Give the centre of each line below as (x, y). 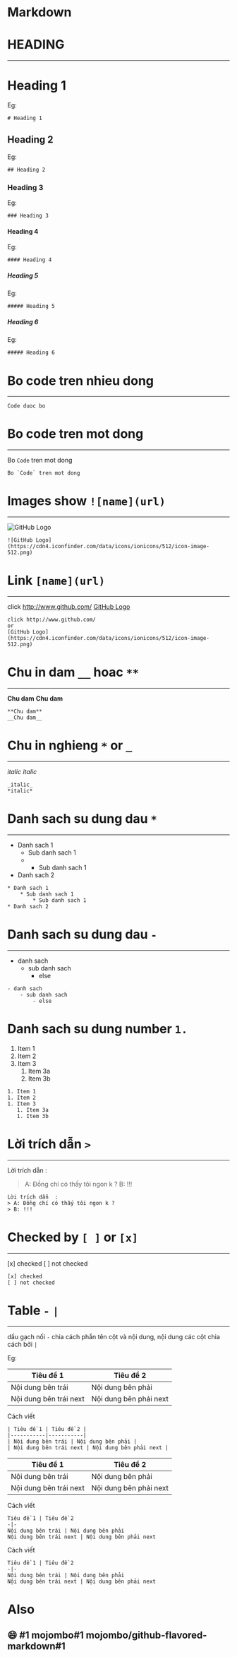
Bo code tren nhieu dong (80, 380)
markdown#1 (36, 1646)
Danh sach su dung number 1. (98, 1029)
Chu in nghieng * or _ (70, 746)
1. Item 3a (33, 1110)
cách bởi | (22, 1344)
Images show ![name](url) (86, 501)
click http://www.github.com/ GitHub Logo (69, 607)
